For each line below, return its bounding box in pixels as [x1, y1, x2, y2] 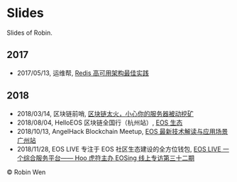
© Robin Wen [6, 168, 46, 176]
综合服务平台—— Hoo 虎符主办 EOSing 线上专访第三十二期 [23, 154, 195, 162]
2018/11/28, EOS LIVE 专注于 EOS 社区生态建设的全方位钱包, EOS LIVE [16, 144, 221, 153]
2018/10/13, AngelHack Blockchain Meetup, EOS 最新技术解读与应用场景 [16, 127, 228, 135]
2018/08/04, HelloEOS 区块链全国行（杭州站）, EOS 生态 [16, 118, 183, 127]
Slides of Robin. [6, 28, 53, 37]
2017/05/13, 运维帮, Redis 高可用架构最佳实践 [16, 69, 150, 77]
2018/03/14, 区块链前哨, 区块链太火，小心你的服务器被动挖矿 [16, 109, 194, 118]
